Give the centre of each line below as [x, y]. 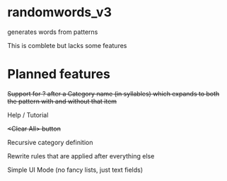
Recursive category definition [50, 142]
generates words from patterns [53, 32]
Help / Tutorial [28, 115]
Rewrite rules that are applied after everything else [81, 156]
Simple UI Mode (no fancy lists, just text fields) [75, 170]
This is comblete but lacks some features [67, 45]
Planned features [59, 74]
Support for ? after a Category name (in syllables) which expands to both [113, 93]
